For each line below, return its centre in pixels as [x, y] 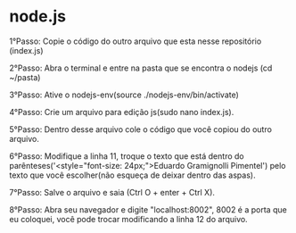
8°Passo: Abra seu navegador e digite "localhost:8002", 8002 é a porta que [148, 209]
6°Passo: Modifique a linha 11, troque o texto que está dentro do [127, 156]
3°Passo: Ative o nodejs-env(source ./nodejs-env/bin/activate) [124, 95]
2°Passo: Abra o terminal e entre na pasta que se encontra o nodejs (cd [141, 68]
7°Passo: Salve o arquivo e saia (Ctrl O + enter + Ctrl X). [112, 192]
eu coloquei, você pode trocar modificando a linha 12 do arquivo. [128, 219]
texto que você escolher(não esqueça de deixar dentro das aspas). [132, 175]
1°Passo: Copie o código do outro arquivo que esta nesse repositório [136, 41]
